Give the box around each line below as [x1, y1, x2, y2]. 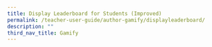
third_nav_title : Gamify [7, 29, 79, 37]
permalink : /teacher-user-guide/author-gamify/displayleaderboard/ [7, 17, 206, 23]
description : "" [7, 23, 54, 30]
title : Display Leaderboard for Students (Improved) [7, 10, 162, 17]
